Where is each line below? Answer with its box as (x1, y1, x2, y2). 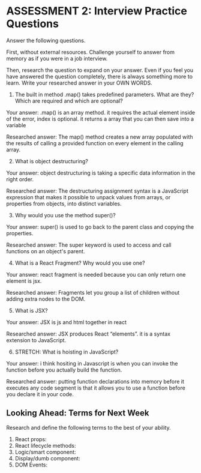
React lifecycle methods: (14, 442, 76, 449)
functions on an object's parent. (6, 247, 85, 255)
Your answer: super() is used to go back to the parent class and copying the (6, 223, 194, 230)
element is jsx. (6, 277, 42, 285)
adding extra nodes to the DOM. (6, 295, 86, 303)
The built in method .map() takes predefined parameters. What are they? (14, 91, 194, 98)
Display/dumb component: (14, 454, 80, 462)
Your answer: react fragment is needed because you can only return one (6, 271, 186, 278)
